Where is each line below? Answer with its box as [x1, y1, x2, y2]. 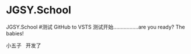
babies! [6, 30, 25, 37]
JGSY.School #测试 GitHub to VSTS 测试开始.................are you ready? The [6, 23, 185, 30]
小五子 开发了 [6, 42, 41, 49]
